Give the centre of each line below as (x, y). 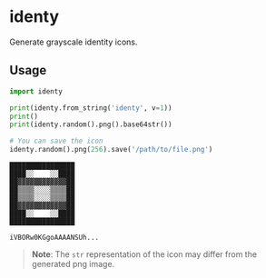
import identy (36, 91)
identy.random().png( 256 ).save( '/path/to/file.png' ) (111, 150)
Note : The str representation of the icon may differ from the (144, 254)
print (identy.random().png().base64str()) (91, 124)
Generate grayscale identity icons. (74, 42)
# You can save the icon (56, 141)
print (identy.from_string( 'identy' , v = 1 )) (91, 108)
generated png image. (73, 264)
